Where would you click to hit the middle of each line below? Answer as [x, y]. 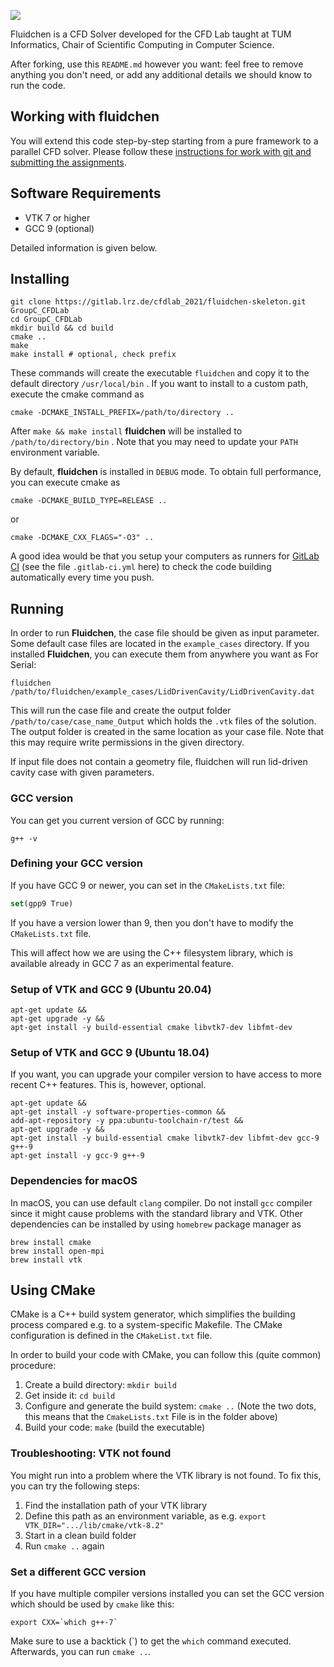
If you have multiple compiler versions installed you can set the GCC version [167, 1594]
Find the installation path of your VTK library [116, 1505]
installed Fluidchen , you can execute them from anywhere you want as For [164, 654]
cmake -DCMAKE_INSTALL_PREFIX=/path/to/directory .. [122, 413]
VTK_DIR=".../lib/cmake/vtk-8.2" [94, 1525]
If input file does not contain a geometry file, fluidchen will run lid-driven [159, 762]
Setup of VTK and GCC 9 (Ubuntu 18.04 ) [110, 1052]
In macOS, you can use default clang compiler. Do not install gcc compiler [161, 1202]
